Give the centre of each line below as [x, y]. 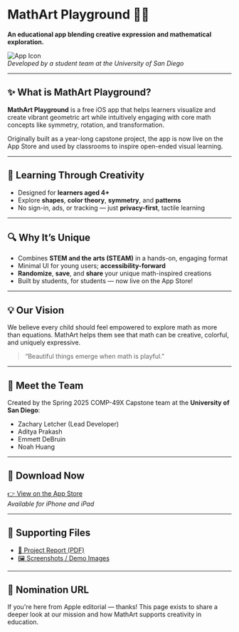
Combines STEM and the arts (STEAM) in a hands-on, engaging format [123, 258]
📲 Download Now [46, 476]
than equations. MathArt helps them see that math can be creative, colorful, [118, 335]
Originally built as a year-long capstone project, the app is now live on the [115, 138]
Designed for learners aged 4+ [64, 193]
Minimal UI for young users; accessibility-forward [91, 266]
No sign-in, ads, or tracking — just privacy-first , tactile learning [111, 208]
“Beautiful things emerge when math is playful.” [95, 357]
